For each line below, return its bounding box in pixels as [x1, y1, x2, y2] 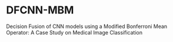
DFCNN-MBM [6, 3, 74, 17]
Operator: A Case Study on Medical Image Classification [6, 29, 143, 36]
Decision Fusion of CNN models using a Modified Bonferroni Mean [6, 23, 168, 30]
